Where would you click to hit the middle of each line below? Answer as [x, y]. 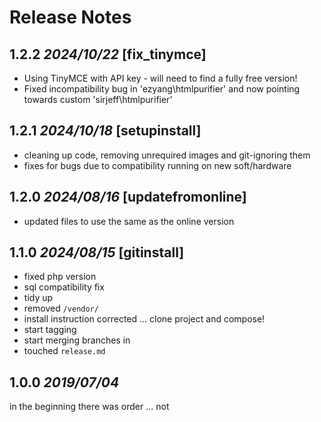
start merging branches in [77, 340]
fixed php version [60, 277]
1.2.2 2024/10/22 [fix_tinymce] [108, 54]
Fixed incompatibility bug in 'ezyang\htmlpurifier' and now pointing [162, 89]
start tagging [50, 330]
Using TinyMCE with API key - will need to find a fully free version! [160, 78]
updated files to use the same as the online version [129, 221]
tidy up [38, 298]
